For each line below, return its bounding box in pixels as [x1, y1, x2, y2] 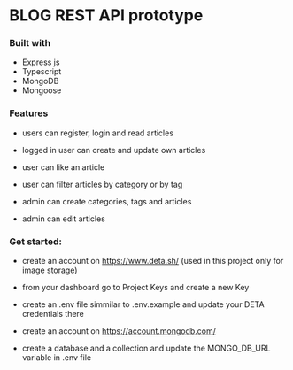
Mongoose [21, 85, 62, 96]
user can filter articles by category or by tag [21, 179, 183, 189]
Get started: [9, 235, 62, 248]
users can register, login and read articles [21, 127, 174, 138]
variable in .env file [21, 352, 91, 363]
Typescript [21, 66, 62, 77]
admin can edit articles [21, 213, 106, 224]
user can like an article [21, 161, 105, 173]
